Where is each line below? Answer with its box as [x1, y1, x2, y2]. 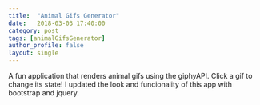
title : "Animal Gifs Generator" [8, 11, 120, 20]
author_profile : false [8, 42, 84, 50]
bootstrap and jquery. [8, 88, 80, 97]
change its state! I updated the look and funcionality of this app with [8, 79, 233, 89]
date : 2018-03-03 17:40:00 [8, 19, 106, 27]
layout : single [8, 49, 59, 57]
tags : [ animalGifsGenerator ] [8, 34, 106, 42]
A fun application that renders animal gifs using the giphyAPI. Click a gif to [8, 71, 253, 80]
